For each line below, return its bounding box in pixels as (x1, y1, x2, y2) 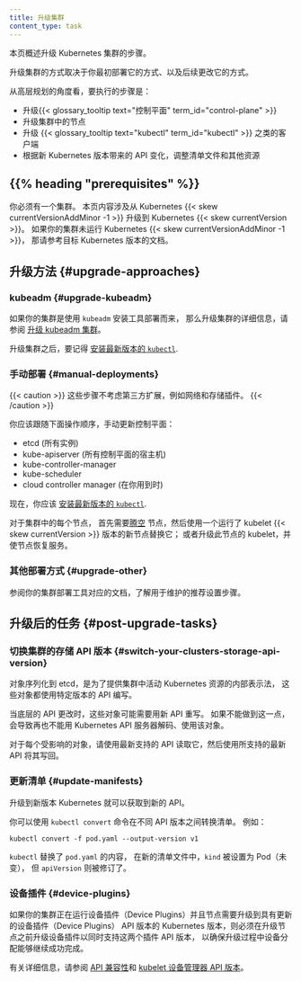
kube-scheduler (22, 468, 83, 479)
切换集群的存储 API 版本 (9, 645, 112, 657)
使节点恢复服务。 (9, 540, 73, 551)
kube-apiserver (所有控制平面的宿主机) (22, 449, 166, 459)
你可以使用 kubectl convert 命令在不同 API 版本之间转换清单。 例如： (9, 816, 267, 827)
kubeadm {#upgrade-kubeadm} (9, 291, 153, 304)
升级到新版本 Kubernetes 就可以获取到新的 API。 (9, 797, 190, 807)
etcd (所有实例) (22, 438, 79, 449)
